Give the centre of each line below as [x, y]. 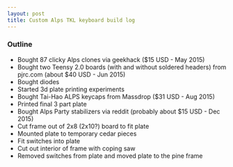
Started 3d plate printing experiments [71, 89]
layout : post [26, 14]
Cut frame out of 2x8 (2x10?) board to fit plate [83, 126]
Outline [20, 45]
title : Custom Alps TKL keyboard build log [71, 20]
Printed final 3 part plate [52, 104]
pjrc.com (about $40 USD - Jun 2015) [71, 74]
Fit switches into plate [49, 141]
